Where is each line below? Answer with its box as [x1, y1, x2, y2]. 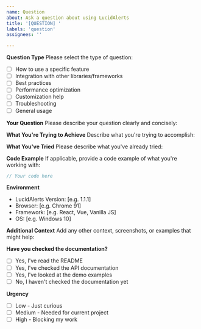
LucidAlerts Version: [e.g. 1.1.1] [15, 196, 91, 203]
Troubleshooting [15, 100, 57, 107]
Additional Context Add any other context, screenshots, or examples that [6, 227, 191, 234]
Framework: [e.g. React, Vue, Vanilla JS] [15, 209, 117, 216]
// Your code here [6, 173, 53, 179]
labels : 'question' [6, 26, 56, 32]
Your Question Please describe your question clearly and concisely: [6, 119, 178, 126]
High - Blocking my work [15, 316, 78, 323]
